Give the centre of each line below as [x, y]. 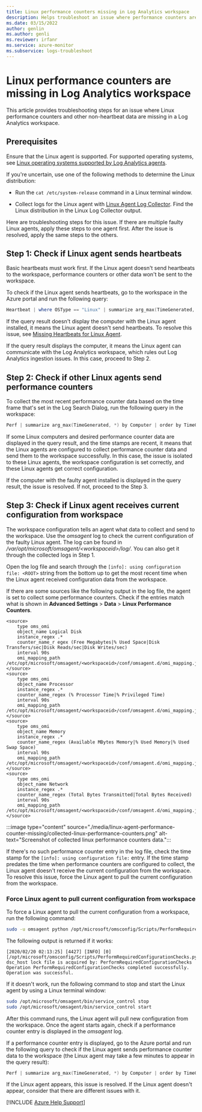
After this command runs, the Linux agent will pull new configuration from [97, 1018]
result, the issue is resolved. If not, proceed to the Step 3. [77, 486]
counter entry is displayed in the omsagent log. [65, 1031]
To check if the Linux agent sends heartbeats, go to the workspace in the [97, 293]
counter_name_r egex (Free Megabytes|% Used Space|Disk [89, 642]
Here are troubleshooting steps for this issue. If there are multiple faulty [95, 222]
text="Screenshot [28, 840]
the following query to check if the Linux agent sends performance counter [99, 1049]
